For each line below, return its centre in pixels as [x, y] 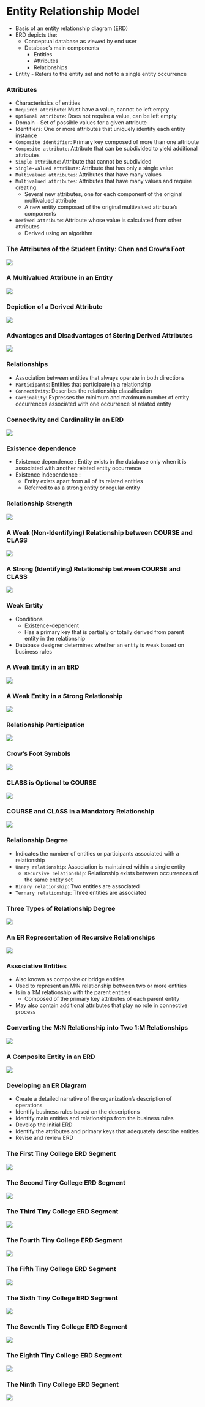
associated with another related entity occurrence [78, 468]
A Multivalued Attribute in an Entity [60, 278]
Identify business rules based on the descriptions [77, 1112]
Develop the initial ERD [44, 1125]
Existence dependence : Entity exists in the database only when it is [101, 462]
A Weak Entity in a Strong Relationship [65, 696]
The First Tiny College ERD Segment [61, 1154]
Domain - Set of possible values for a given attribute [81, 123]
